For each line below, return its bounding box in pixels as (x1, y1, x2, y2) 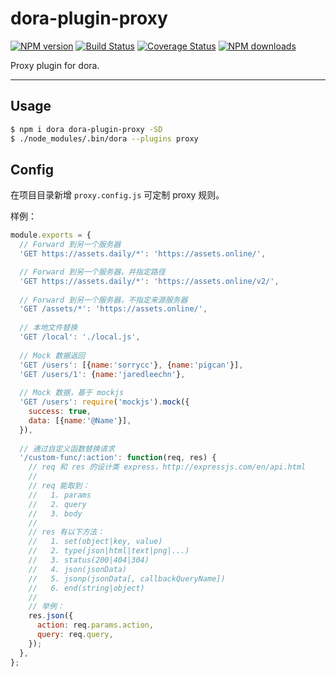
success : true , (28, 407, 92, 417)
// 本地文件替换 (19, 323, 78, 333)
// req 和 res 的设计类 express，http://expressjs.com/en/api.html (28, 462, 307, 472)
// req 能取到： (28, 481, 90, 491)
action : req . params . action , (36, 620, 155, 631)
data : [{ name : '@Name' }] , (28, 415, 132, 426)
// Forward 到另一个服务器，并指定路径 (19, 267, 166, 277)
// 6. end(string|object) (28, 583, 145, 593)
